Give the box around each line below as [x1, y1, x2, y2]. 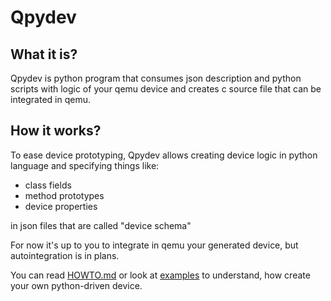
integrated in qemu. [10, 94, 92, 105]
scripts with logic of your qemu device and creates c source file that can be [10, 83, 322, 95]
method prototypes [24, 189, 105, 201]
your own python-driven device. [10, 279, 143, 291]
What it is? [10, 46, 78, 63]
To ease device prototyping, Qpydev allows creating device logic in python [10, 149, 318, 161]
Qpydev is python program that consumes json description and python [10, 72, 302, 84]
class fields [24, 179, 72, 191]
